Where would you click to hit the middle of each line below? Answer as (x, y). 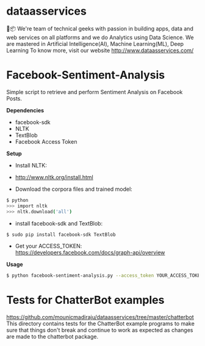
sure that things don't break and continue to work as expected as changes (100, 330)
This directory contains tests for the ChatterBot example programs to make (101, 324)
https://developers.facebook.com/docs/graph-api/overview (90, 252)
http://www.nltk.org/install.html (54, 177)
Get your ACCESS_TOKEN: (49, 246)
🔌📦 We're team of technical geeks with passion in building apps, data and (100, 28)
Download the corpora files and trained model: (74, 189)
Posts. (14, 98)
